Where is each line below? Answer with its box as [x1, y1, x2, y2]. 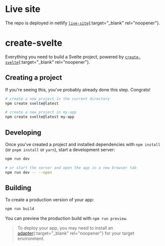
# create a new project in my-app [5, 110, 77, 115]
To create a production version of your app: [5, 197, 94, 203]
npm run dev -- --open [5, 170, 52, 175]
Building [5, 184, 31, 192]
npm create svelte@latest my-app [5, 114, 75, 120]
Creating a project [5, 74, 62, 82]
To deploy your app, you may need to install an [17, 225, 113, 231]
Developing [5, 128, 41, 137]
